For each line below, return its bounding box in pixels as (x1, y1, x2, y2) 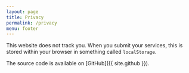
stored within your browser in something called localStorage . (6, 48, 157, 56)
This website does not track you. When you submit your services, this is (6, 42, 183, 49)
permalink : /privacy (6, 20, 58, 26)
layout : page (6, 8, 39, 15)
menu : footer (6, 25, 39, 32)
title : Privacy (6, 14, 44, 20)
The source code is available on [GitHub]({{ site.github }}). (6, 60, 150, 67)
